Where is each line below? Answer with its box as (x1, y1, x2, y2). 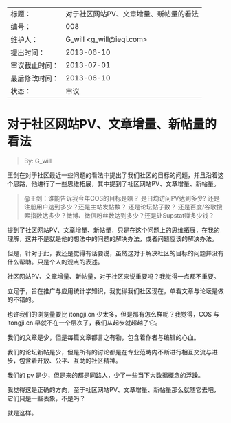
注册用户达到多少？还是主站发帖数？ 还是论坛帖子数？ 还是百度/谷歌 (23, 203, 217, 211)
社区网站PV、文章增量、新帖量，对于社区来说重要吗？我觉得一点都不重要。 (7, 272, 220, 280)
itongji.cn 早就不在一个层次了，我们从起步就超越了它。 (7, 319, 162, 327)
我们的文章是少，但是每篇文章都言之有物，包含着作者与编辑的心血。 (7, 333, 200, 341)
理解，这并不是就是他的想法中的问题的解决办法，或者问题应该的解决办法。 (7, 234, 218, 242)
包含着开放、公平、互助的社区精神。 (19, 356, 122, 365)
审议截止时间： (10, 61, 60, 70)
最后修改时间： (10, 73, 60, 83)
